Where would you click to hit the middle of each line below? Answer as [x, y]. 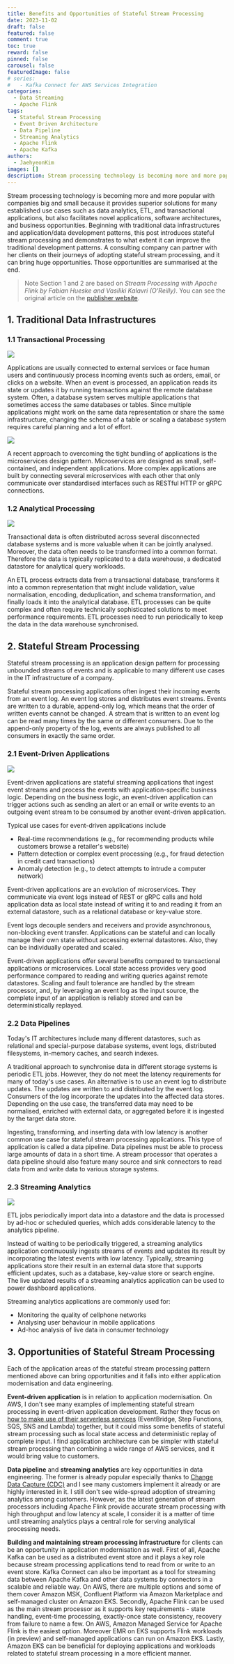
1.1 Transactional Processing [56, 339]
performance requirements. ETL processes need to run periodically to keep [115, 617]
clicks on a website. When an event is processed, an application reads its [112, 383]
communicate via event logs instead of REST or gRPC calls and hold [105, 897]
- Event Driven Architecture [56, 124]
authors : [20, 156]
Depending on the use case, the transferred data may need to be [100, 1103]
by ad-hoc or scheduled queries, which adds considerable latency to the [111, 1223]
